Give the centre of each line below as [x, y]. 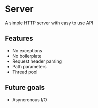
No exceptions [27, 50]
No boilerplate [27, 56]
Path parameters [29, 66]
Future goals [25, 88]
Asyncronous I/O [30, 100]
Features [19, 38]
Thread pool [25, 72]
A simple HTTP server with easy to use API [49, 23]
